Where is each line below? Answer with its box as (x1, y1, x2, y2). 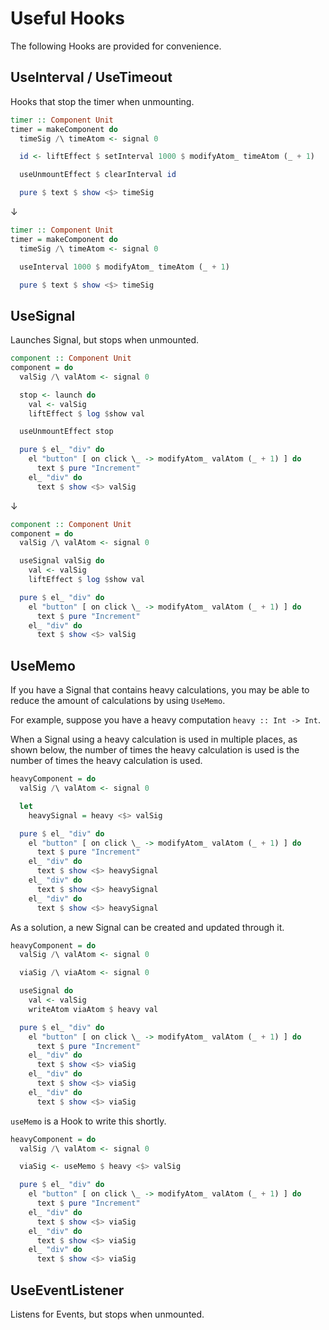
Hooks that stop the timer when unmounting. (10, 95, 195, 107)
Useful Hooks (10, 7, 125, 30)
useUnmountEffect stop (19, 427, 114, 437)
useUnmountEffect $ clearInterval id (19, 170, 177, 180)
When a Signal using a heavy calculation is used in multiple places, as (10, 733, 298, 746)
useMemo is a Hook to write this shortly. (10, 1115, 167, 1127)
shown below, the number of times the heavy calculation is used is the (10, 744, 300, 756)
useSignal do (19, 986, 74, 996)
